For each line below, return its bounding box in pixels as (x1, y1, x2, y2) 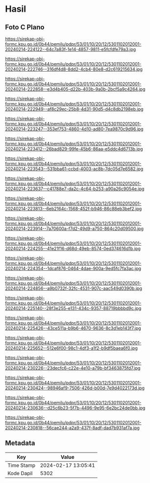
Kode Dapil (7, 470, 33, 477)
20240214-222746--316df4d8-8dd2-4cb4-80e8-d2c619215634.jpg (5, 66, 143, 72)
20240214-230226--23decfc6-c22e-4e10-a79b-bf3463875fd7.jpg (5, 365, 141, 371)
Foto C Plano (5, 23, 45, 31)
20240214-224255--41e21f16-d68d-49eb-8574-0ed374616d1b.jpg (5, 246, 141, 251)
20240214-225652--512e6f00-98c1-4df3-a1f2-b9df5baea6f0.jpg (5, 345, 138, 351)
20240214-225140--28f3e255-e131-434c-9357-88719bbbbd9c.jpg (5, 305, 142, 311)
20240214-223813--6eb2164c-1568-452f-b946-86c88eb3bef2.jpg (5, 206, 142, 211)
